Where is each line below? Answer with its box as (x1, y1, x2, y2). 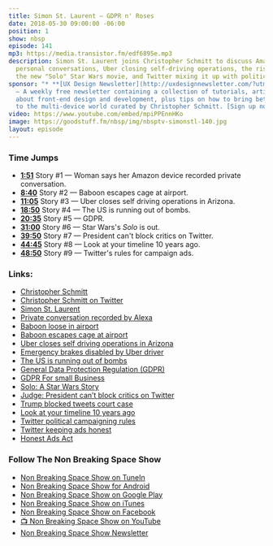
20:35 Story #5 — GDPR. (19, 214, 106, 223)
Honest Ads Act (19, 434, 73, 444)
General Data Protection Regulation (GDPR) (19, 365, 165, 375)
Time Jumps (8, 152, 59, 163)
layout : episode (8, 125, 63, 133)
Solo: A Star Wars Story (19, 382, 99, 392)
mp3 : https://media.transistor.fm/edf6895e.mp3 (8, 50, 173, 58)
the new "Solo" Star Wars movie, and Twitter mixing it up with (15, 72, 238, 80)
